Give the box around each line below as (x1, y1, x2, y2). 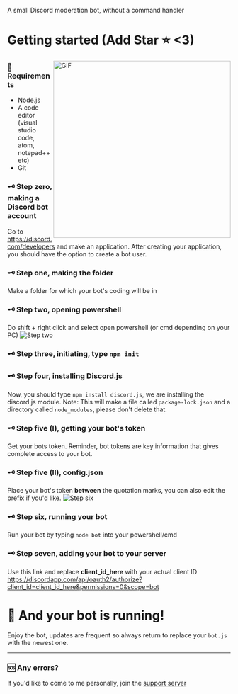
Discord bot (7, 202, 48, 212)
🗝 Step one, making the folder (7, 268, 114, 278)
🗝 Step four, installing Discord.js (7, 371, 123, 381)
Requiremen (7, 71, 51, 81)
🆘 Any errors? (7, 662, 59, 672)
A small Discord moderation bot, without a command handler (7, 6, 185, 14)
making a (7, 193, 40, 203)
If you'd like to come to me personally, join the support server (7, 679, 187, 688)
